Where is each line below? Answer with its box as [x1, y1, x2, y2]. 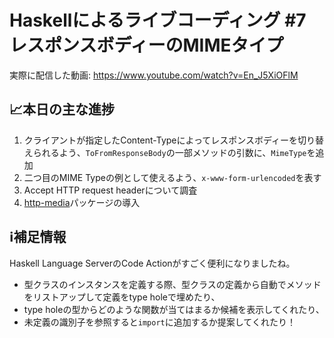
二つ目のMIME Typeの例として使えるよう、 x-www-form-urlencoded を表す [23, 171, 322, 183]
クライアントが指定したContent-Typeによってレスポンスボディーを [23, 134, 299, 146]
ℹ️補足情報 [9, 229, 67, 246]
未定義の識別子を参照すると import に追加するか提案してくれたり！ [23, 316, 296, 328]
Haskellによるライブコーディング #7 [9, 9, 307, 32]
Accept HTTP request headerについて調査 [23, 184, 198, 196]
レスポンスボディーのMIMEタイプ [9, 34, 284, 57]
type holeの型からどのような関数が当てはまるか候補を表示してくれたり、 [23, 303, 325, 315]
